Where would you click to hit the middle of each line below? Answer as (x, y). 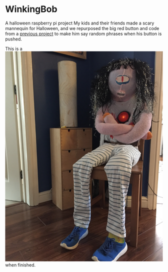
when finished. (20, 265)
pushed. (14, 39)
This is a (14, 48)
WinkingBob (31, 9)
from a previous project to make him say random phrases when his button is (83, 33)
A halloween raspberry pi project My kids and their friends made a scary (80, 23)
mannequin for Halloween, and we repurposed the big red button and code (82, 28)
